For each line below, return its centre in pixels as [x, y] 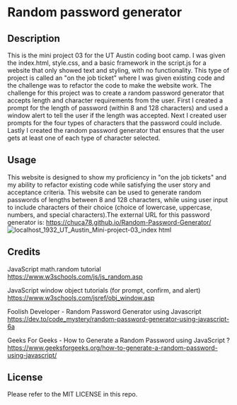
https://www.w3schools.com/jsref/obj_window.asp [81, 298]
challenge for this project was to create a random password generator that [116, 93]
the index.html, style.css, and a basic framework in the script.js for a [107, 63]
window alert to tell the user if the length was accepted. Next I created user [117, 115]
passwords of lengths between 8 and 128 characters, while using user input [118, 199]
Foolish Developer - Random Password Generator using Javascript [104, 311]
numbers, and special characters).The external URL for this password [109, 215]
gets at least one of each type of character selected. [84, 138]
